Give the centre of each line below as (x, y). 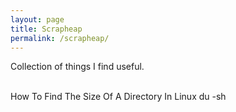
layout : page (37, 19)
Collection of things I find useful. (77, 67)
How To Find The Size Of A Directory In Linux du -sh (118, 97)
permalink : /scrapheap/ (60, 38)
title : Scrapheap (46, 29)
